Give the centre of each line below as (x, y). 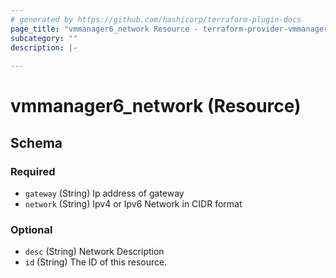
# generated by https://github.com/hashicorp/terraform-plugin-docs (156, 19)
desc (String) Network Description (94, 252)
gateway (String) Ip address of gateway (104, 193)
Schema (36, 142)
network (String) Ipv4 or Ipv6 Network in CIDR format (133, 204)
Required (33, 171)
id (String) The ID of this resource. (96, 262)
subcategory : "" (44, 38)
